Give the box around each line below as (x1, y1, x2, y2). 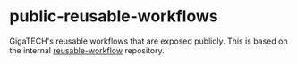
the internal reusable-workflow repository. (9, 44, 165, 55)
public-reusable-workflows (9, 6, 218, 27)
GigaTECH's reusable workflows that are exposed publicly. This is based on (9, 36, 288, 46)
